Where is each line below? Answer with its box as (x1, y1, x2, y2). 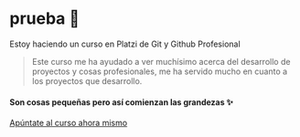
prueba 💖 (9, 8, 80, 29)
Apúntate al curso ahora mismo (9, 118, 128, 129)
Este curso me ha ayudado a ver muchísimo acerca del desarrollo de (31, 56, 291, 67)
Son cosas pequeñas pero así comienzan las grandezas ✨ (9, 96, 233, 108)
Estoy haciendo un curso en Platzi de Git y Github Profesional (9, 38, 241, 49)
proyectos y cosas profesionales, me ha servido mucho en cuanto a (31, 66, 288, 77)
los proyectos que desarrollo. (31, 75, 143, 86)
